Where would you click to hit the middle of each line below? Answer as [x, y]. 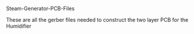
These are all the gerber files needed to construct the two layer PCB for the [97, 20]
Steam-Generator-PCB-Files [40, 8]
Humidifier [19, 26]
